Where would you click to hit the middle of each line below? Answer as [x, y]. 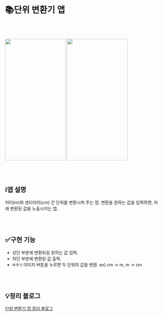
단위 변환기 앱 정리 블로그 [29, 309]
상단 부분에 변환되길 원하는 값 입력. [45, 252]
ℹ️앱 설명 [16, 190]
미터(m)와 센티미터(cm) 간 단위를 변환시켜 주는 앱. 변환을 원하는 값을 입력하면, [79, 202]
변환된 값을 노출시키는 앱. [34, 208]
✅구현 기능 [20, 240]
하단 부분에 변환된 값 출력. [37, 259]
